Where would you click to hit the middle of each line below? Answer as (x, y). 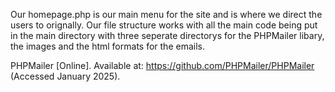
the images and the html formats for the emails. (107, 46)
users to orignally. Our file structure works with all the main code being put (164, 25)
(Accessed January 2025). (65, 76)
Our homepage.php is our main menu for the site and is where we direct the (166, 14)
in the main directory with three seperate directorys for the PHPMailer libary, (167, 35)
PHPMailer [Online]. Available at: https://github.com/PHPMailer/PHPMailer (162, 65)
